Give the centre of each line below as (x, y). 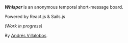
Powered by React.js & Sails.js (35, 16)
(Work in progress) (24, 26)
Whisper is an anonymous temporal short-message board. (64, 7)
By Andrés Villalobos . (26, 35)
